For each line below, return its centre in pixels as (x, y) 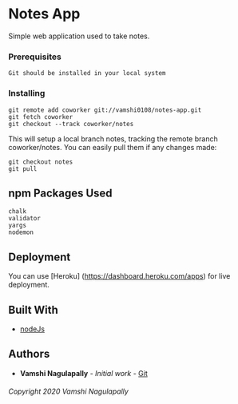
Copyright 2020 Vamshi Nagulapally (69, 391)
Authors (29, 354)
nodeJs (32, 329)
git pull (23, 168)
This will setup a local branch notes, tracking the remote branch (113, 139)
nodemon (21, 232)
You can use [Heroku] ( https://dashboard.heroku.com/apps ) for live (119, 276)
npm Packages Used (61, 193)
